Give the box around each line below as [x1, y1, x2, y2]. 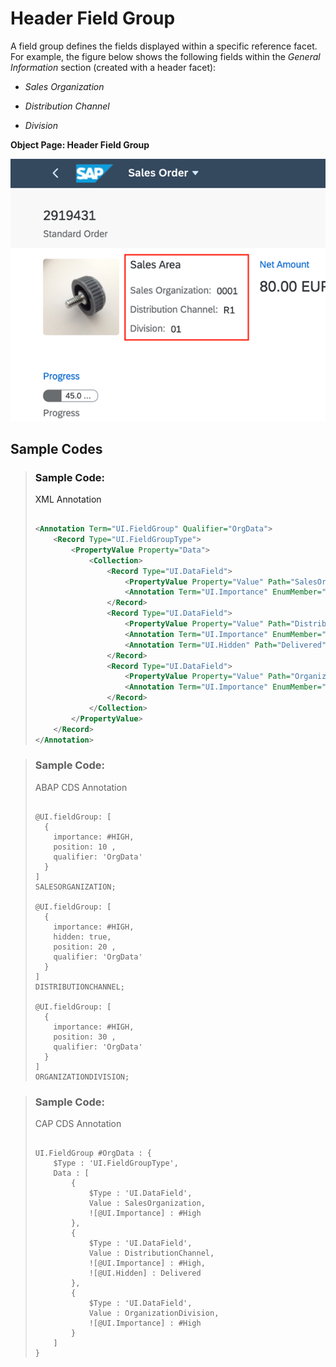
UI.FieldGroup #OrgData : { [34, 1148, 152, 1159]
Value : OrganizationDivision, [88, 1308, 220, 1319]
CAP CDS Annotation [34, 1118, 122, 1130]
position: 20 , [53, 942, 117, 952]
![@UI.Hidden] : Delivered [88, 1268, 202, 1279]
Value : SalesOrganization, [88, 1198, 206, 1209]
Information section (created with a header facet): [10, 61, 217, 73]
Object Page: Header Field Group [10, 138, 150, 151]
